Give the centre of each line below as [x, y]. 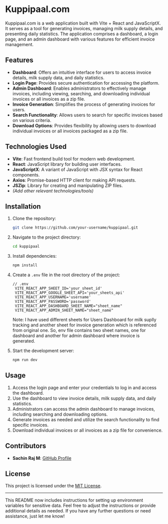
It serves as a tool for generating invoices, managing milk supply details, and [84, 28]
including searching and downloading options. [60, 414]
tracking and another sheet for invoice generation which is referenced [84, 325]
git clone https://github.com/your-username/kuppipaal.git [75, 228]
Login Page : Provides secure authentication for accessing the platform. [86, 83]
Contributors [26, 446]
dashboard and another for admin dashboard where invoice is [76, 335]
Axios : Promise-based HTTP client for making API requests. [74, 180]
